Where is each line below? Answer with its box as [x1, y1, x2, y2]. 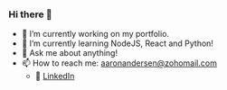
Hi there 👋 [8, 8, 53, 21]
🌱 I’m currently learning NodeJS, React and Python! [21, 38, 214, 49]
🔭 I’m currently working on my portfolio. [21, 29, 169, 40]
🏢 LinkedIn [34, 71, 75, 82]
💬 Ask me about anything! [21, 48, 118, 58]
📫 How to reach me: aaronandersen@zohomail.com [21, 58, 218, 68]
